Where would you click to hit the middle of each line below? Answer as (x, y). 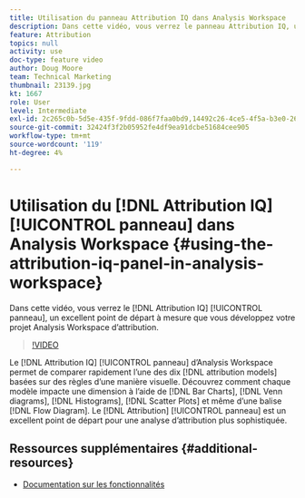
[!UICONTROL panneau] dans (123, 225)
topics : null (34, 43)
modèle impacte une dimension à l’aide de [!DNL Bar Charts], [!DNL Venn (146, 391)
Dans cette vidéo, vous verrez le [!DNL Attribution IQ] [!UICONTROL (136, 308)
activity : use (36, 52)
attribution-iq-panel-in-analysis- (137, 263)
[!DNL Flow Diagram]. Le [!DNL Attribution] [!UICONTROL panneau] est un (148, 410)
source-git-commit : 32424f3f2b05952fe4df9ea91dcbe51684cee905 (129, 128)
